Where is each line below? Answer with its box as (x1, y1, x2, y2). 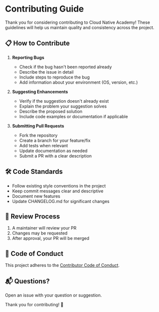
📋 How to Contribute (5, 39, 70, 47)
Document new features (12, 193, 61, 199)
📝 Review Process (5, 212, 60, 220)
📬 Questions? (5, 277, 50, 285)
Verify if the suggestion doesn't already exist (19, 98, 109, 104)
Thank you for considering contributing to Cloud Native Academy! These (5, 19, 150, 25)
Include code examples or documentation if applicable (19, 113, 128, 119)
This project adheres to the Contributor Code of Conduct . (5, 263, 120, 268)
